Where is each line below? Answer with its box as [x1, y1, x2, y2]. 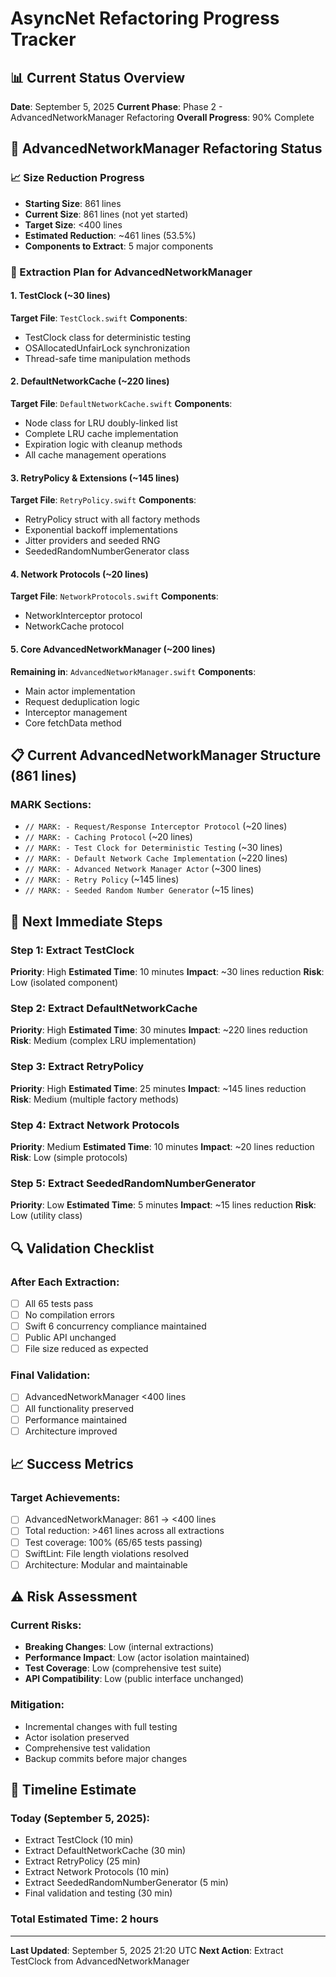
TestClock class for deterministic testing [24, 331, 192, 343]
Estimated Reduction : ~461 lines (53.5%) [24, 229, 197, 241]
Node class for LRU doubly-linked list [24, 417, 178, 429]
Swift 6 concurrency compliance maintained [24, 1320, 207, 1332]
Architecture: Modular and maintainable [24, 1558, 188, 1571]
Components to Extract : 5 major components [24, 240, 214, 252]
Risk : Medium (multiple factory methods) [10, 1093, 180, 1105]
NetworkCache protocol [24, 620, 125, 632]
